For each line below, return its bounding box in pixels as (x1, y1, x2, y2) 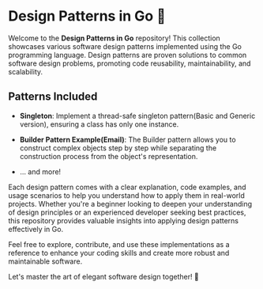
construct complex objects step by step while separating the (19, 143, 217, 153)
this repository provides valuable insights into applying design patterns (8, 215, 239, 225)
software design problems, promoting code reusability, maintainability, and (8, 59, 251, 68)
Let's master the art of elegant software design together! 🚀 (8, 272, 199, 281)
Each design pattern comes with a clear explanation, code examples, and (8, 182, 246, 192)
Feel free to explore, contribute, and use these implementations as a (8, 239, 231, 249)
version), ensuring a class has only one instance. (19, 119, 179, 129)
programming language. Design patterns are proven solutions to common (8, 50, 247, 59)
